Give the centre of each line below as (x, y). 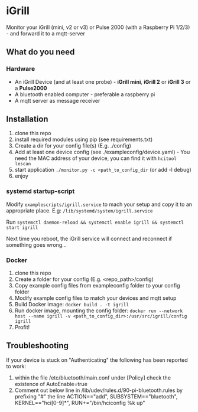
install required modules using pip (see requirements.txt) (84, 139)
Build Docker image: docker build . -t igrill (72, 305)
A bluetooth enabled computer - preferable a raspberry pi (85, 94)
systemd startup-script (40, 191)
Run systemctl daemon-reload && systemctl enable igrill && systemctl (95, 222)
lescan (23, 164)
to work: (16, 366)
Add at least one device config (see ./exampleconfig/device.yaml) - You (102, 152)
